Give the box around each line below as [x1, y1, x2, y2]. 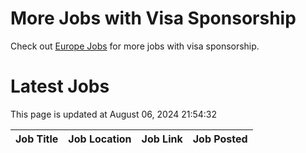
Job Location [68, 132, 132, 146]
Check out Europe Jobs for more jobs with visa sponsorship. [10, 40, 260, 52]
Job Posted [192, 132, 248, 146]
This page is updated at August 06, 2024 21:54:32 [10, 108, 218, 120]
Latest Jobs [10, 75, 110, 98]
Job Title [15, 132, 59, 146]
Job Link [141, 132, 183, 146]
